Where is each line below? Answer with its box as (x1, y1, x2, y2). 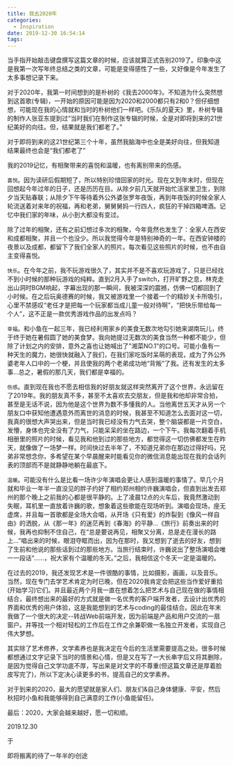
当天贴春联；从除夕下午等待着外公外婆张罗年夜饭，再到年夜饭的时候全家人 (12, 193, 226, 202)
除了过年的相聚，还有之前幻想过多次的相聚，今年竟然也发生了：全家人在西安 (7, 225, 226, 234)
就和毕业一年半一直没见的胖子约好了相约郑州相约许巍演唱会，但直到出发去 (7, 484, 220, 493)
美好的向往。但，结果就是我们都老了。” (12, 123, 123, 131)
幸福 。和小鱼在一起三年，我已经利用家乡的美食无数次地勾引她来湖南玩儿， (7, 325, 218, 333)
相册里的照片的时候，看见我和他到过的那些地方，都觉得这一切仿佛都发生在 (7, 435, 220, 443)
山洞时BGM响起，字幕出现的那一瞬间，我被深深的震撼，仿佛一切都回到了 (12, 284, 222, 292)
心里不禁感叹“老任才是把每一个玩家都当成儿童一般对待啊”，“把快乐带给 (7, 301, 210, 309)
